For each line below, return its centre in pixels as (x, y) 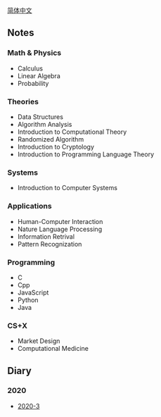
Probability (33, 83)
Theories (23, 101)
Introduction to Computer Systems (67, 188)
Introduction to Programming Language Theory (86, 154)
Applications (30, 206)
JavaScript (33, 292)
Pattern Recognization (50, 244)
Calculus (30, 68)
